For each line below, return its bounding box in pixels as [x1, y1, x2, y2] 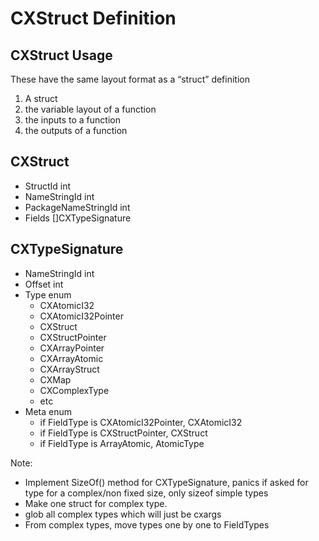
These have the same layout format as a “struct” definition [10, 73, 250, 85]
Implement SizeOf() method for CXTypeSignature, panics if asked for [24, 476, 309, 488]
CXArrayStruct [39, 363, 100, 375]
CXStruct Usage [10, 47, 113, 64]
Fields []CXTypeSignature [24, 212, 132, 224]
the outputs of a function [24, 125, 128, 136]
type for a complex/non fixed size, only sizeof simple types [24, 487, 269, 499]
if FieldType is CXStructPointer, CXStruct [39, 427, 208, 439]
